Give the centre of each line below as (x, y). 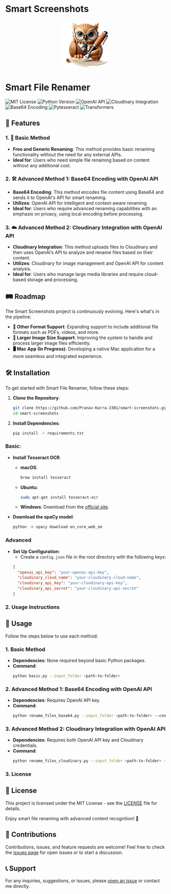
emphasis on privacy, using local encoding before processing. (78, 214)
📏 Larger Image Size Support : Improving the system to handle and (82, 337)
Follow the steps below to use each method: (52, 636)
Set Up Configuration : (36, 551)
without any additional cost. (42, 165)
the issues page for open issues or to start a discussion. (64, 852)
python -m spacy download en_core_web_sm (57, 527)
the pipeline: (18, 316)
